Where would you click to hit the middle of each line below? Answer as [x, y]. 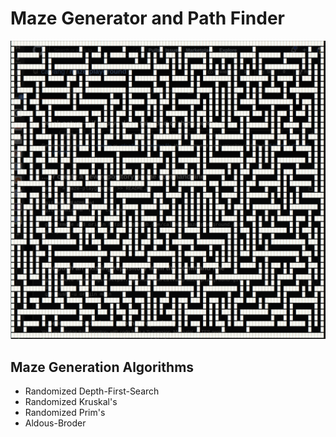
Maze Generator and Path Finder [147, 18]
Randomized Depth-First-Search [92, 391]
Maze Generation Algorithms [102, 367]
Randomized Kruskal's [71, 402]
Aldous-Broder [55, 423]
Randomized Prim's [65, 413]
